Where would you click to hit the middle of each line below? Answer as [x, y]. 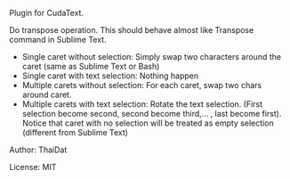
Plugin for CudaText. [47, 13]
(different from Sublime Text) [75, 132]
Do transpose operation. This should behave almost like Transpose [132, 30]
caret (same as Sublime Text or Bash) [91, 66]
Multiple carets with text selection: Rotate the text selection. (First [142, 104]
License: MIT [33, 167]
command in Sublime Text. [58, 40]
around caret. [47, 94]
